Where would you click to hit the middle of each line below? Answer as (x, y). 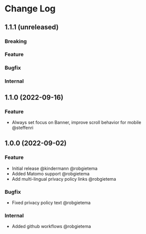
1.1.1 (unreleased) (32, 27)
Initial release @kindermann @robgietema (55, 168)
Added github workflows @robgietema (51, 227)
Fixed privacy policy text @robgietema (51, 203)
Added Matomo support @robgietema (51, 174)
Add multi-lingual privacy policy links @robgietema (64, 179)
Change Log (30, 9)
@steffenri (22, 127)
